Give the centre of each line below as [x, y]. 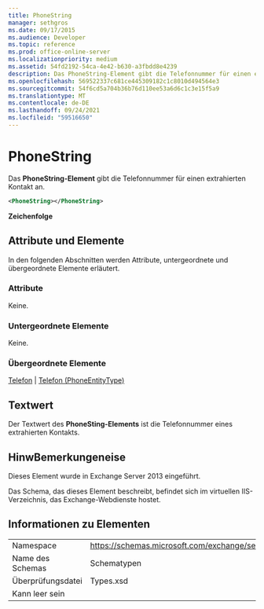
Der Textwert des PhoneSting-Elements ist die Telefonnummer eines [121, 424]
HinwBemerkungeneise [67, 457]
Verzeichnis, [28, 500]
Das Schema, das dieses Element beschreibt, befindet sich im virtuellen [124, 491]
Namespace [35, 545]
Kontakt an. [27, 186]
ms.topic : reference [42, 45]
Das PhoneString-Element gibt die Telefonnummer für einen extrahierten [127, 178]
